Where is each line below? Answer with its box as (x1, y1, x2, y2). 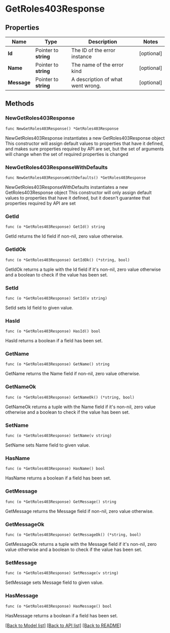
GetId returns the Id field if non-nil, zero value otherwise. (5, 233, 124, 240)
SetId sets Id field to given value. (5, 304, 73, 310)
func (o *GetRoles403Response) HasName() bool (5, 466, 105, 471)
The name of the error (71, 61, 124, 68)
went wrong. (71, 82, 101, 89)
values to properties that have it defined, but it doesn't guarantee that (5, 194, 150, 201)
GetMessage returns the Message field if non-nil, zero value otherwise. (5, 508, 154, 514)
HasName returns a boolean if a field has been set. (5, 475, 111, 481)
